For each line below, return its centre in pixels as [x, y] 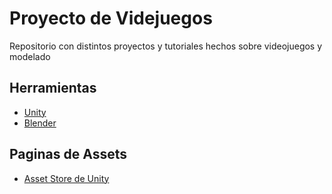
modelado [30, 56]
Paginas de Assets [68, 154]
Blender [40, 123]
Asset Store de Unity [66, 178]
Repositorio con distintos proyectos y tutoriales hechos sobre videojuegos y [166, 46]
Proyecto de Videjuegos [111, 18]
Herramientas [53, 88]
